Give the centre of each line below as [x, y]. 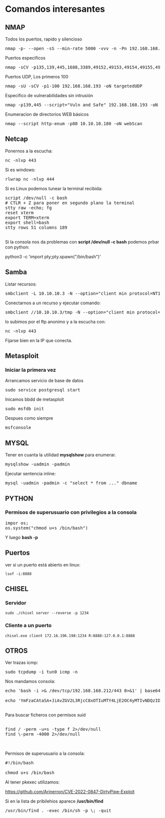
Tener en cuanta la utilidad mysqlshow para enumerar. [61, 455]
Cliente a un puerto [28, 626]
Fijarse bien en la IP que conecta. [39, 340]
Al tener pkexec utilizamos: [32, 782]
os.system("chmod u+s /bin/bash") [47, 528]
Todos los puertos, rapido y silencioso [44, 39]
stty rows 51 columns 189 [36, 227]
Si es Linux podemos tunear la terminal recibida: [54, 188]
